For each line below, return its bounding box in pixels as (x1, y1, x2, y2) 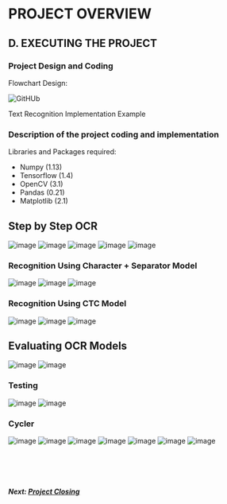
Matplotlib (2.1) (19, 196, 69, 206)
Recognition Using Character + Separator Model (8, 260, 198, 271)
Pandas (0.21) (19, 188, 65, 197)
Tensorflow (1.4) (19, 171, 74, 180)
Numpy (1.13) (19, 162, 63, 172)
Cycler (8, 418, 35, 429)
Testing (8, 380, 38, 391)
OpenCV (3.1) (19, 180, 63, 189)
